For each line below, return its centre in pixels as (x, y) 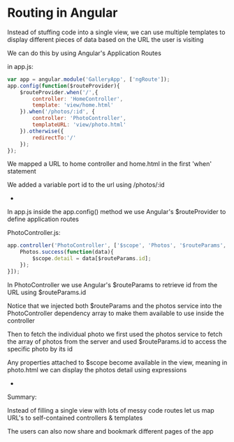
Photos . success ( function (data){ (67, 252)
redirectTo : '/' (54, 137)
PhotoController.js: (34, 233)
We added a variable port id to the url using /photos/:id (86, 185)
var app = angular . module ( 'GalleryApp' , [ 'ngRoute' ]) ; (89, 79)
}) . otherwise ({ (42, 131)
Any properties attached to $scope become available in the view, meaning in (117, 362)
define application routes (43, 219)
